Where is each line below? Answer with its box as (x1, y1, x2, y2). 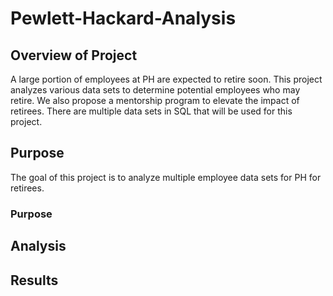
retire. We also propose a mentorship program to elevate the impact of (10, 95, 300, 106)
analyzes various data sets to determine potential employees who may (10, 84, 301, 96)
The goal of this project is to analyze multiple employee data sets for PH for (10, 171, 322, 183)
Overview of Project (10, 47, 138, 64)
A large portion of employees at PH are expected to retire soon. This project (10, 73, 323, 85)
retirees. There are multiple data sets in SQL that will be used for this (10, 105, 293, 117)
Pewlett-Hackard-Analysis (10, 7, 237, 30)
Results (10, 272, 59, 289)
